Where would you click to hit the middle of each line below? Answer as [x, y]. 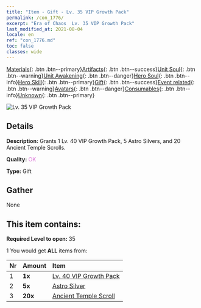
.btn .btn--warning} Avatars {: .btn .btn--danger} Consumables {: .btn [90, 89]
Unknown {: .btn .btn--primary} [56, 95]
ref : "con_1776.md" [31, 40]
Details [20, 126]
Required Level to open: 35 [41, 239]
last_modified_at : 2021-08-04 [45, 29]
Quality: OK [21, 159]
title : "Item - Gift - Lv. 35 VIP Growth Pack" [68, 12]
